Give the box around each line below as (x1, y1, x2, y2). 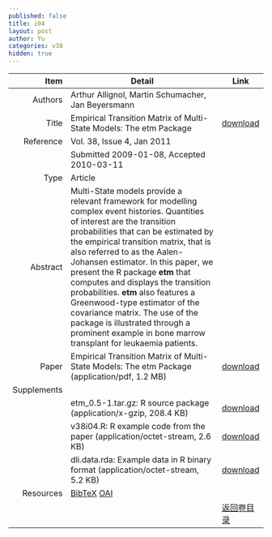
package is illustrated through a (70, 317, 191, 329)
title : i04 (8, 19, 45, 28)
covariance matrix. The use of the (70, 307, 198, 318)
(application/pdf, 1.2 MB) (70, 371, 168, 382)
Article (70, 172, 96, 183)
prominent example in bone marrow (70, 328, 206, 338)
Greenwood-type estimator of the (70, 297, 200, 308)
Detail (130, 75, 154, 86)
